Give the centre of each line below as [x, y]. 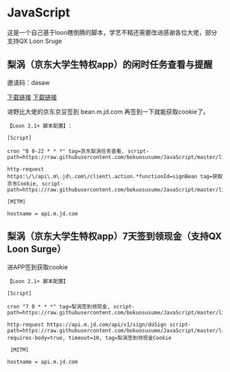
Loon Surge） [37, 249]
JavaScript [39, 13]
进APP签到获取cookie [38, 267]
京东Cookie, [23, 184]
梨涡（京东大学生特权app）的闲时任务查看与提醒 [110, 65]
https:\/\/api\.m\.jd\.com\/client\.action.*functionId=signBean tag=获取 [115, 176]
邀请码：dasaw [28, 82]
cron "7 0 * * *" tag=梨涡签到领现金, [59, 306]
